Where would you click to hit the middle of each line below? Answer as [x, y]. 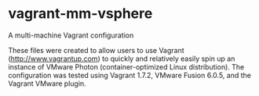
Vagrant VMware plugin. [47, 84]
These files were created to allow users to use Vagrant [96, 50]
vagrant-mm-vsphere [80, 14]
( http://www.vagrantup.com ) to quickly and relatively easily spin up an [122, 59]
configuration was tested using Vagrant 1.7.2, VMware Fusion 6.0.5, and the [129, 75]
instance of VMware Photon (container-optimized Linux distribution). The [126, 66]
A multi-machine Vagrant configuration [71, 35]
